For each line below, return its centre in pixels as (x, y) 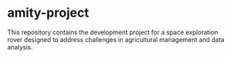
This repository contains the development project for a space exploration (113, 32)
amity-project (48, 13)
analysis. (20, 47)
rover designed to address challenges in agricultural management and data (116, 39)
